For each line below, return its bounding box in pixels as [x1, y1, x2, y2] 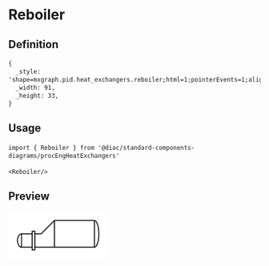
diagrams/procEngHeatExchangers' [8, 151, 120, 159]
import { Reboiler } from [8, 143, 94, 151]
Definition [8, 38, 58, 51]
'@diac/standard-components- [97, 143, 195, 151]
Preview [8, 190, 50, 204]
